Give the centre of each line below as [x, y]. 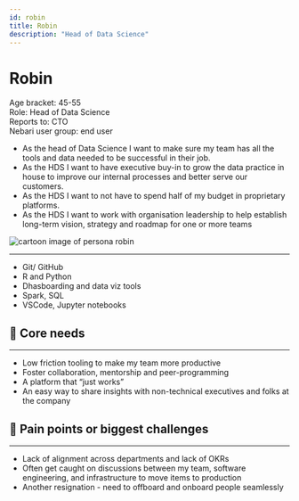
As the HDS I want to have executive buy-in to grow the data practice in [153, 168]
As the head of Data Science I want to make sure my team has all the [148, 149]
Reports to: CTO [39, 122]
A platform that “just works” [73, 382]
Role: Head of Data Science [60, 112]
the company [46, 401]
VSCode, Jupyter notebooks [74, 305]
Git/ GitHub [43, 267]
